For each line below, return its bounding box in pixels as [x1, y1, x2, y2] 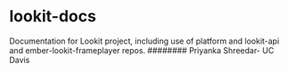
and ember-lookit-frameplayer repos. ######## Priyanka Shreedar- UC [9, 44, 275, 55]
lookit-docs [9, 6, 96, 27]
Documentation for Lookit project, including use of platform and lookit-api [9, 36, 280, 46]
